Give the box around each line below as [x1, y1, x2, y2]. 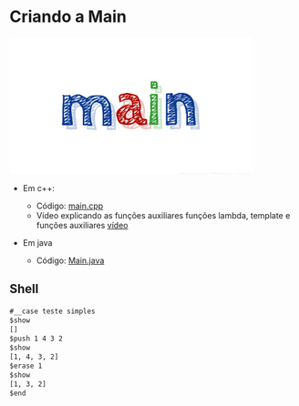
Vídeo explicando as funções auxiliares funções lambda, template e [36, 209, 291, 220]
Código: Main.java [36, 255, 105, 266]
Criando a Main [9, 6, 128, 27]
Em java [22, 237, 53, 248]
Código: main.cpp [36, 200, 104, 211]
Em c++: [22, 182, 55, 193]
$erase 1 [9, 361, 43, 370]
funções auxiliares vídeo [36, 219, 129, 230]
